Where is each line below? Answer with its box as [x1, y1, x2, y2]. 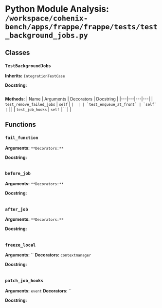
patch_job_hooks [5, 278, 44, 284]
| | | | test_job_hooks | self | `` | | [5, 106, 72, 112]
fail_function [5, 135, 38, 141]
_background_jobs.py [5, 31, 89, 40]
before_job [5, 171, 31, 176]
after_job [5, 206, 28, 212]
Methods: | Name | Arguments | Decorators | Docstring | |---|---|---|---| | [5, 96, 153, 102]
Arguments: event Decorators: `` [5, 288, 72, 293]
